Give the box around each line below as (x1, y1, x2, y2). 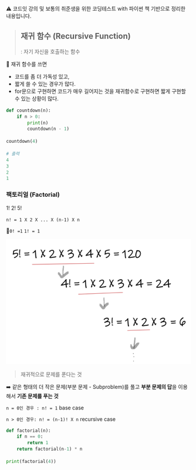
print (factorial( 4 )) (6, 458, 57, 464)
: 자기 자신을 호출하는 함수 (20, 48, 80, 55)
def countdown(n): (6, 108, 51, 113)
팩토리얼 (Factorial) (6, 190, 60, 199)
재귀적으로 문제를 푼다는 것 (20, 371, 82, 378)
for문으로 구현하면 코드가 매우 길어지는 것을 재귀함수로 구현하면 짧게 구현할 (14, 88, 186, 95)
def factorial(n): (6, 428, 51, 434)
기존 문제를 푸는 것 (16, 392, 59, 399)
